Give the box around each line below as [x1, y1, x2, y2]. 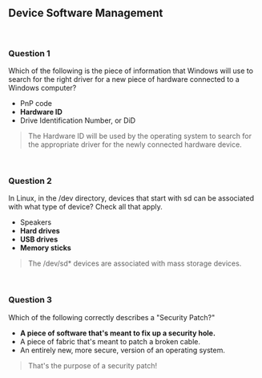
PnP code [19, 99, 53, 108]
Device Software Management [8, 6, 163, 20]
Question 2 [8, 176, 52, 187]
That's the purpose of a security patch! [27, 360, 158, 370]
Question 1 [8, 47, 50, 59]
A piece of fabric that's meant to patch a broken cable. [19, 336, 200, 346]
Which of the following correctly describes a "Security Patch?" [8, 312, 216, 322]
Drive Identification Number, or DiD [19, 116, 136, 125]
